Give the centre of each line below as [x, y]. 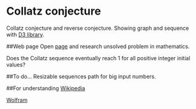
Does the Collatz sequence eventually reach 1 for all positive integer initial [98, 58]
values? [16, 65]
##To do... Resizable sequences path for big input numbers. [81, 76]
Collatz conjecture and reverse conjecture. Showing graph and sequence [98, 28]
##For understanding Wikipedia [46, 88]
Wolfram [17, 100]
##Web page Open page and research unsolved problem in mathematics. [98, 46]
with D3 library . [25, 34]
